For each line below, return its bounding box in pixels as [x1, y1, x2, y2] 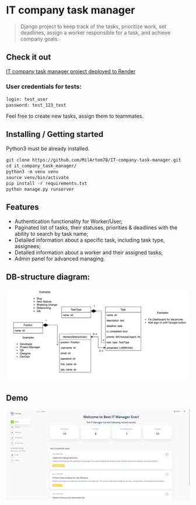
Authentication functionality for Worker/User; [14, 218, 123, 225]
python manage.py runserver [6, 186, 75, 192]
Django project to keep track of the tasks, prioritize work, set [20, 23, 167, 30]
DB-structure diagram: [6, 272, 90, 282]
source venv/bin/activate [6, 174, 69, 180]
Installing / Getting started [6, 129, 104, 139]
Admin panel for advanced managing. [14, 255, 105, 262]
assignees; [14, 242, 41, 249]
